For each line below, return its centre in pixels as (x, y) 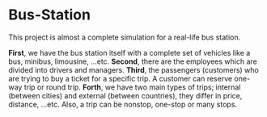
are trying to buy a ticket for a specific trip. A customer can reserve (121, 78)
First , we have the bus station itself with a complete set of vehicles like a (129, 52)
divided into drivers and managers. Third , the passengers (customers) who (133, 69)
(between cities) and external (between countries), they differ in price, (125, 95)
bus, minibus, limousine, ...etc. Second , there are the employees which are (133, 61)
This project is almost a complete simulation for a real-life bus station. (125, 37)
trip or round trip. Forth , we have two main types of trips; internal (132, 87)
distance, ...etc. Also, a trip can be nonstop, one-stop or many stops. (123, 104)
